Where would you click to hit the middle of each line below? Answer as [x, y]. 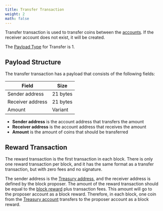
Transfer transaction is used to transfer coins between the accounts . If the [80, 32]
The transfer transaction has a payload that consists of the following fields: [80, 74]
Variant [60, 110]
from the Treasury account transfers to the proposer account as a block [77, 199]
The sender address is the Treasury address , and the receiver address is [78, 179]
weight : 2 [15, 14]
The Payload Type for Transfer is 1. [40, 47]
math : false [17, 18]
